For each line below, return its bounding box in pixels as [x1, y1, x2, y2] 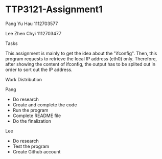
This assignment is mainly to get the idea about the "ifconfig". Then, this [5, 50, 157, 56]
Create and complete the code [12, 101, 77, 108]
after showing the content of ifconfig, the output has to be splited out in [5, 61, 156, 67]
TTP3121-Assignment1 [5, 4, 103, 15]
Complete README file [12, 112, 61, 119]
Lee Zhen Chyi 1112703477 [5, 30, 62, 36]
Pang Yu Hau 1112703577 [5, 20, 58, 27]
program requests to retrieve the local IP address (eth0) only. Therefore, [5, 55, 157, 62]
